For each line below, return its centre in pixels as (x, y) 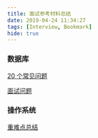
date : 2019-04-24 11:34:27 (47, 20)
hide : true (23, 33)
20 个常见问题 (27, 76)
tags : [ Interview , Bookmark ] (50, 27)
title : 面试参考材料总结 (39, 14)
